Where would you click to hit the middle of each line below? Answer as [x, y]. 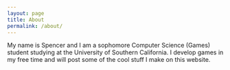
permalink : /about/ [35, 26]
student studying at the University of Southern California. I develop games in [115, 52]
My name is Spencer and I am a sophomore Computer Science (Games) [109, 46]
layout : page [26, 13]
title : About [26, 20]
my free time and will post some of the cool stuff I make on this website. [109, 60]
